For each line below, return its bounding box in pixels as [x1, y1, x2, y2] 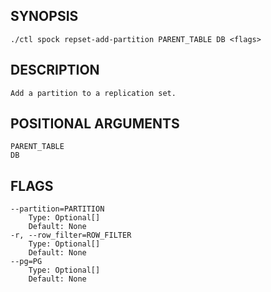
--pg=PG [10, 257, 43, 267]
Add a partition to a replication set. [10, 88, 177, 98]
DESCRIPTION [10, 62, 100, 79]
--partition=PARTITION [10, 204, 105, 214]
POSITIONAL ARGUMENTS [10, 115, 180, 133]
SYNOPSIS [10, 8, 79, 25]
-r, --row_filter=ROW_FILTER [10, 230, 132, 241]
